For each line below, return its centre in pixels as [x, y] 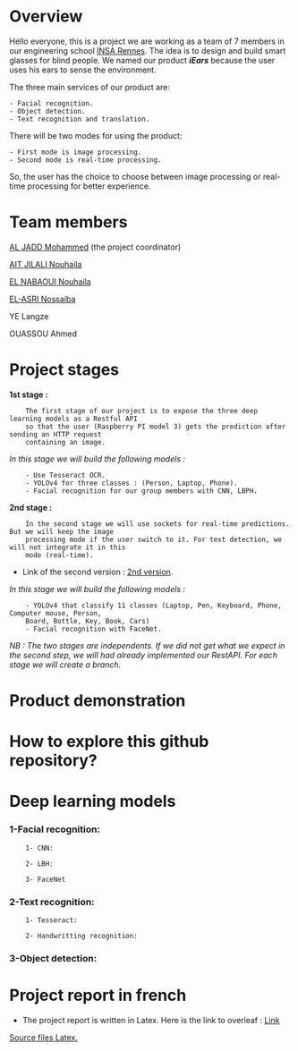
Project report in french [98, 996]
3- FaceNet [46, 879]
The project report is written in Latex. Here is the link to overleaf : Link [151, 1020]
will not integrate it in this [68, 547]
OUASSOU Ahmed [43, 334]
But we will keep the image [62, 531]
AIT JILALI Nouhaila [46, 264]
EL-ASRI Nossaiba [43, 299]
